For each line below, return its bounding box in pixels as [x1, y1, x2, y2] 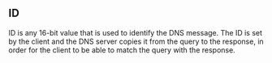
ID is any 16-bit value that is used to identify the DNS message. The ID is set [8, 27, 262, 37]
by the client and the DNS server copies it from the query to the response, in [8, 36, 264, 46]
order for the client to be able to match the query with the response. [8, 44, 235, 55]
